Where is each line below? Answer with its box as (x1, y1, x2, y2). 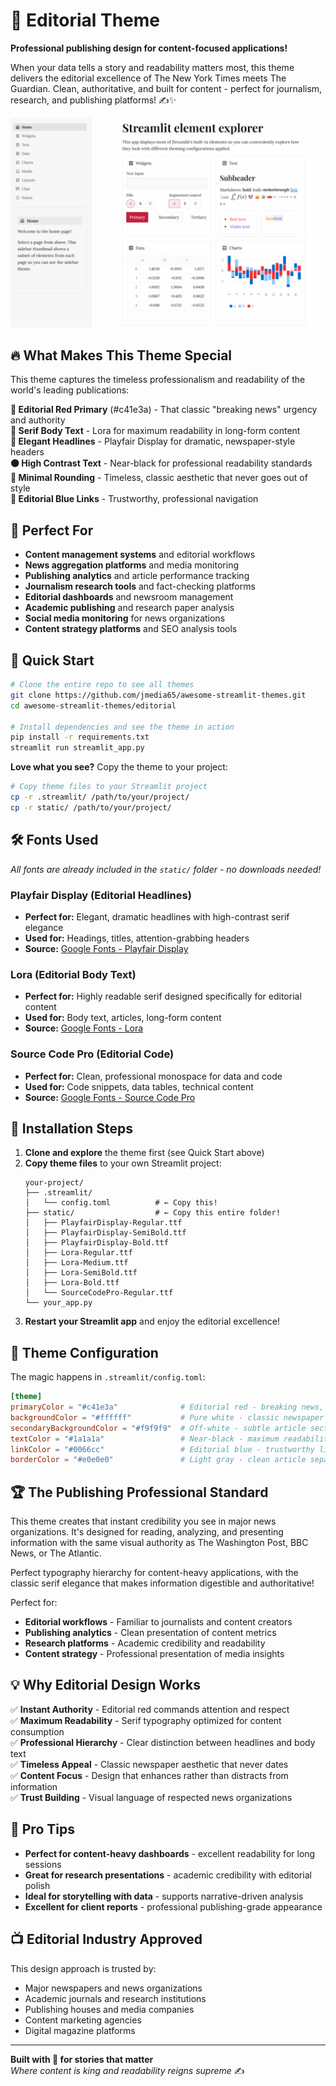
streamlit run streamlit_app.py (10, 743, 145, 753)
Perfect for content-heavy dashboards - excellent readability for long (24, 1847, 316, 1859)
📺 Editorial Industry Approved (10, 1931, 203, 1948)
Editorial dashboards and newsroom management (24, 591, 234, 603)
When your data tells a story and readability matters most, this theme (10, 61, 295, 73)
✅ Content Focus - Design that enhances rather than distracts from (10, 1769, 289, 1781)
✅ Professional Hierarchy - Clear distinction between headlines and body (10, 1736, 316, 1748)
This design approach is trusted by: (10, 1962, 157, 1974)
